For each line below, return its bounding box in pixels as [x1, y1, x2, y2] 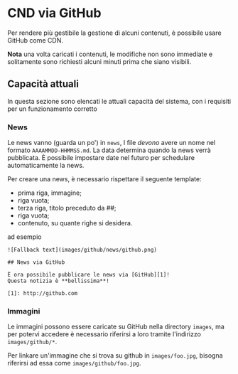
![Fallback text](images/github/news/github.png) [7, 247, 158, 254]
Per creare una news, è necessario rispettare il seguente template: [7, 175, 202, 183]
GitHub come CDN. [7, 36, 64, 44]
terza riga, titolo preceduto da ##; [17, 204, 117, 213]
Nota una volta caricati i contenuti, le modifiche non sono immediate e [7, 50, 213, 58]
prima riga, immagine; [17, 188, 82, 197]
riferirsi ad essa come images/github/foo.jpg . [7, 359, 141, 368]
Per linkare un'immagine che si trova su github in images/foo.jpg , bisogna [7, 351, 223, 360]
